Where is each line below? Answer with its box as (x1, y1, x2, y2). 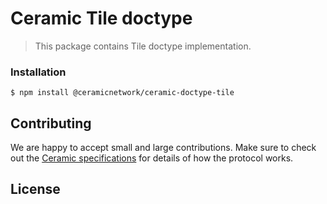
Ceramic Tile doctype (10, 7, 193, 30)
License (10, 181, 61, 198)
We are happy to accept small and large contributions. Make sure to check (10, 142, 317, 154)
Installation (10, 65, 67, 79)
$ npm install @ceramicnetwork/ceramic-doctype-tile (10, 88, 235, 98)
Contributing (10, 115, 92, 132)
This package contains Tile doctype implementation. (34, 40, 252, 52)
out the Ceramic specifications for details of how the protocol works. (10, 152, 294, 164)
